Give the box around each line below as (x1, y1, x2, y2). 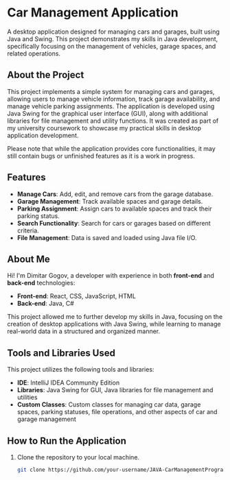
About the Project (7, 69, 84, 81)
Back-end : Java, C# (16, 300, 74, 308)
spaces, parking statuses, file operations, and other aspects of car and (16, 408, 218, 416)
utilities (16, 393, 38, 402)
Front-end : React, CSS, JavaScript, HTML (16, 292, 136, 300)
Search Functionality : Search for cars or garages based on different (16, 219, 211, 227)
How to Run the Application (7, 435, 127, 446)
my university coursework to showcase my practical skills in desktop (7, 123, 201, 132)
